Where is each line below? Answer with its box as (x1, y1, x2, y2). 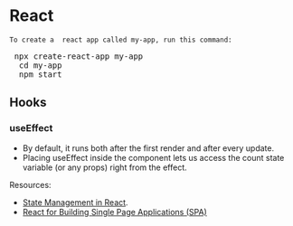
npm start (18, 69, 62, 80)
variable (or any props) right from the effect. (22, 162, 187, 173)
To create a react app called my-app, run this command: (9, 35, 232, 44)
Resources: (9, 179, 52, 190)
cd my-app (18, 60, 62, 71)
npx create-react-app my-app (14, 51, 144, 61)
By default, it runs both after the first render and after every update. (22, 142, 274, 154)
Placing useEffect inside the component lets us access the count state (22, 152, 285, 163)
